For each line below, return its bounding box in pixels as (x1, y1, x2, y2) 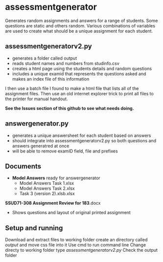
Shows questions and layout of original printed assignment (12, 210, 131, 216)
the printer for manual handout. (5, 96, 68, 102)
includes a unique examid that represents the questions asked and (12, 70, 146, 77)
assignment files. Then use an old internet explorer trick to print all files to (5, 90, 154, 96)
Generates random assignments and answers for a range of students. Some (5, 18, 158, 23)
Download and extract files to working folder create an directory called (5, 237, 148, 243)
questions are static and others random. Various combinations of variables (5, 22, 156, 28)
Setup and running (5, 224, 63, 232)
